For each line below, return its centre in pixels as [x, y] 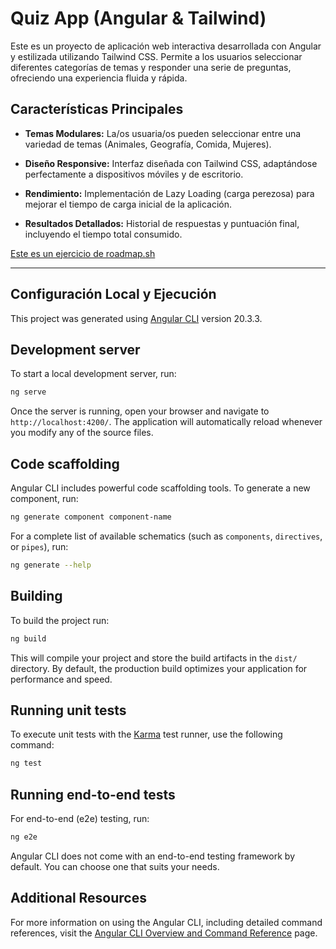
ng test [26, 763]
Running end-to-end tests [93, 794]
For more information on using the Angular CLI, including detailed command [166, 922]
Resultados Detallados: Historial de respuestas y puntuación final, [162, 223]
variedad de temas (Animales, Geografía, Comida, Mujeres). [148, 144]
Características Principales [97, 109]
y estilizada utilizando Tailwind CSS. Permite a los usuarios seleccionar [156, 56]
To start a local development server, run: [93, 374]
